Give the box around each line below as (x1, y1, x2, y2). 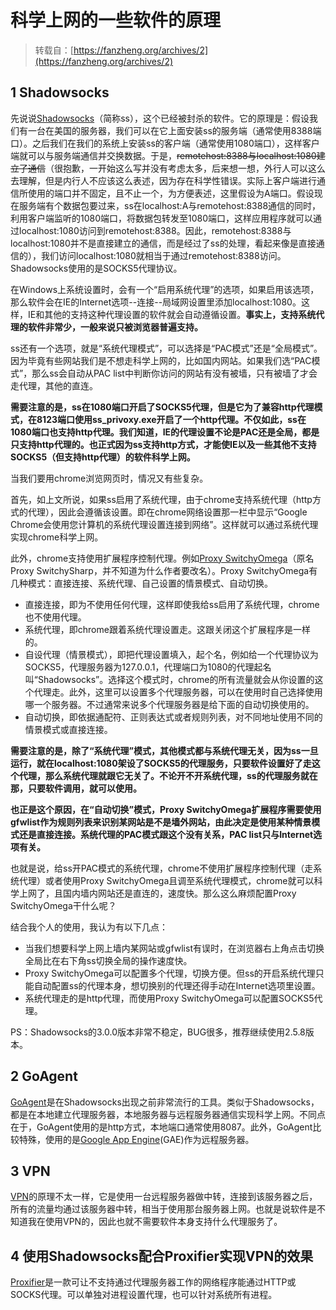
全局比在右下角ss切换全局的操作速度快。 (24, 954, 193, 966)
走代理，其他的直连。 (10, 379, 98, 391)
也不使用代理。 (24, 611, 87, 623)
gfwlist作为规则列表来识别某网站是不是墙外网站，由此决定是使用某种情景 (10, 816, 312, 828)
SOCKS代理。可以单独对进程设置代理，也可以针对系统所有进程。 (10, 1289, 278, 1301)
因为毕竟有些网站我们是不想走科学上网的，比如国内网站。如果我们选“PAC (10, 354, 312, 366)
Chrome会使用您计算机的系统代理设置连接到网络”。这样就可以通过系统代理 (10, 518, 319, 530)
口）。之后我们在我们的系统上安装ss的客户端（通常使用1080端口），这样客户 (10, 137, 320, 149)
